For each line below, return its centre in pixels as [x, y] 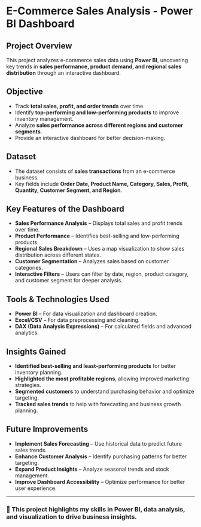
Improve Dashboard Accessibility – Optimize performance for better [100, 482]
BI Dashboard [40, 24]
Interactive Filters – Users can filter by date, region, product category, [102, 274]
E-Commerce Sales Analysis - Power [100, 11]
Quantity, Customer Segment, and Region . [68, 190]
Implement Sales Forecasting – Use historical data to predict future [98, 443]
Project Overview [39, 46]
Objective [25, 92]
